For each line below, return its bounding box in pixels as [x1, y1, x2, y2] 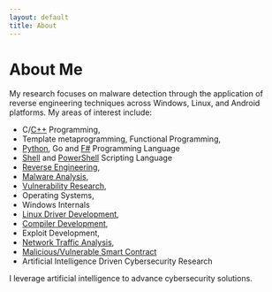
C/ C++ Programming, [21, 125, 101, 135]
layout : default [9, 12, 69, 22]
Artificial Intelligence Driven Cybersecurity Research [21, 256, 214, 266]
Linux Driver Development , [21, 209, 119, 219]
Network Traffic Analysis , [21, 237, 115, 248]
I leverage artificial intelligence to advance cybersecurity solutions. [9, 273, 253, 284]
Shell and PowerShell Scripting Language [21, 152, 173, 164]
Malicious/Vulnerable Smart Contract [21, 247, 157, 257]
